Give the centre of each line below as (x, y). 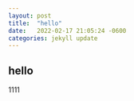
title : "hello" (35, 23)
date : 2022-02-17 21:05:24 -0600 (67, 30)
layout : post (30, 16)
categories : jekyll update (53, 38)
